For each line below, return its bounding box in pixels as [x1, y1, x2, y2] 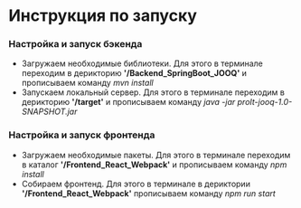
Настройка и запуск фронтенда [8, 128, 155, 141]
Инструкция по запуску [8, 5, 198, 26]
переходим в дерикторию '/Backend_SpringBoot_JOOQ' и [21, 68, 248, 79]
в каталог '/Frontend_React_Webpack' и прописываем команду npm [21, 159, 287, 170]
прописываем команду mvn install [21, 78, 155, 89]
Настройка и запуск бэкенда [8, 38, 143, 51]
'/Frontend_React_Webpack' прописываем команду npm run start [21, 187, 277, 199]
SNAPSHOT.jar [21, 106, 78, 118]
